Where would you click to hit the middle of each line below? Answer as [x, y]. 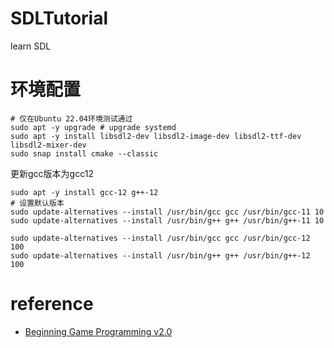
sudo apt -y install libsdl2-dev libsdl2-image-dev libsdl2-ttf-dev [156, 136]
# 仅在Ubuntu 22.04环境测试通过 [71, 118]
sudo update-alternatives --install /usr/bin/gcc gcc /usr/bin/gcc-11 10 [167, 212]
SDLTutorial [59, 18]
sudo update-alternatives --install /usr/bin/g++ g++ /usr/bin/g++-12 [160, 255]
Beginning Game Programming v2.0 [98, 331]
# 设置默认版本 [37, 203]
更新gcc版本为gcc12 [52, 173]
